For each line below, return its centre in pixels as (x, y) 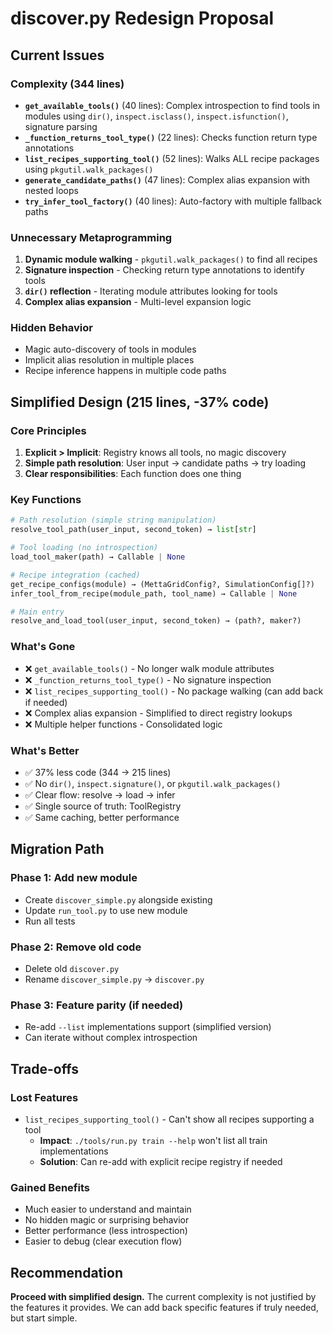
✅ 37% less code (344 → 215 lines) (98, 772)
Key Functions (46, 500)
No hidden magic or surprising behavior (107, 1220)
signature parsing (61, 126)
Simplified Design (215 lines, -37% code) (140, 402)
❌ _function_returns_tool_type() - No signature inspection (148, 679)
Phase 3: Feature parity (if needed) (97, 1005)
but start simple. (44, 1318)
